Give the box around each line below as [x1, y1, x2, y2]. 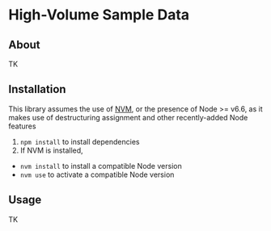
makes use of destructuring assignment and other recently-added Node [8, 112, 248, 122]
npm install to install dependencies [19, 136, 140, 146]
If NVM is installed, [19, 145, 83, 155]
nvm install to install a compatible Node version [19, 161, 182, 170]
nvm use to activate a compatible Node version [19, 170, 175, 179]
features [8, 121, 36, 131]
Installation [8, 82, 66, 96]
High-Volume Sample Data [8, 6, 190, 24]
